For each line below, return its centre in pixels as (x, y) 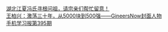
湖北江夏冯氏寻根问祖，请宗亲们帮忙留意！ (58, 8)
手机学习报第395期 (29, 23)
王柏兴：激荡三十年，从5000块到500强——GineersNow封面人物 (84, 16)
